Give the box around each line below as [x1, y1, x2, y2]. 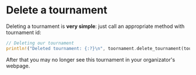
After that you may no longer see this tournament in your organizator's [6, 56, 176, 63]
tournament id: [6, 28, 41, 35]
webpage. [6, 62, 30, 69]
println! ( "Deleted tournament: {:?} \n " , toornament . [6, 45, 137, 51]
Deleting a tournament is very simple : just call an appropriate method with [6, 23, 185, 30]
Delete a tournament [6, 3, 108, 17]
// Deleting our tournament [6, 40, 75, 46]
